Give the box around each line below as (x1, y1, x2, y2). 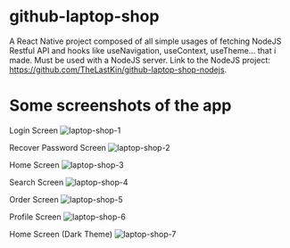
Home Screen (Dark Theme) (9, 228, 113, 239)
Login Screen (9, 125, 59, 136)
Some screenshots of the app (9, 95, 232, 116)
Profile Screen (9, 211, 62, 222)
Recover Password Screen (9, 142, 107, 153)
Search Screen (9, 177, 64, 187)
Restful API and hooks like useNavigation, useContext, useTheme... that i (9, 45, 277, 55)
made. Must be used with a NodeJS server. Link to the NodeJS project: (9, 54, 270, 65)
